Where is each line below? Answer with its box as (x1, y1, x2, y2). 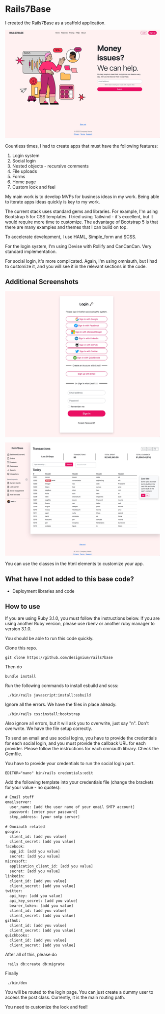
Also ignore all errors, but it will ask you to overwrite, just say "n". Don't (5, 720, 149, 727)
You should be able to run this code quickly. (5, 636, 94, 642)
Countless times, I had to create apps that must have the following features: (5, 143, 158, 149)
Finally (5, 971, 19, 976)
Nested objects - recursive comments (12, 163, 89, 169)
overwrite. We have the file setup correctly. (5, 726, 92, 731)
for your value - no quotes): (5, 784, 61, 791)
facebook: (5, 844, 26, 849)
